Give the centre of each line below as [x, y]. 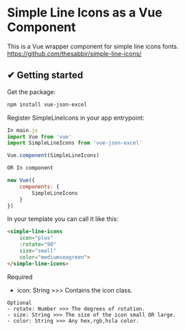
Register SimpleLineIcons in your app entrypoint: [76, 118]
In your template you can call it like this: [63, 219]
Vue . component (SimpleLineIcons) [53, 156]
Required [20, 277]
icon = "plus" [36, 238]
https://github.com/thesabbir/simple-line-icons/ [74, 54]
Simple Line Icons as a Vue [85, 13]
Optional [20, 303]
